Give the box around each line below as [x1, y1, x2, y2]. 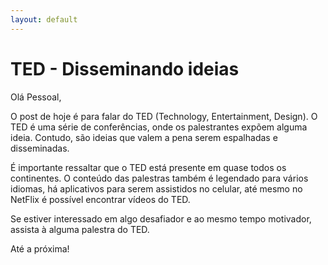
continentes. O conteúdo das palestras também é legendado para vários [10, 172, 309, 184]
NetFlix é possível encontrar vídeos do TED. [10, 193, 191, 205]
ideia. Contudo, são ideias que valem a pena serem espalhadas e [10, 131, 278, 143]
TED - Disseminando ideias [10, 57, 240, 80]
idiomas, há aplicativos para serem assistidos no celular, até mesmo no [10, 182, 303, 195]
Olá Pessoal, [10, 91, 62, 103]
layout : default [10, 14, 78, 25]
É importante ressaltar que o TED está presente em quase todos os [10, 161, 287, 173]
